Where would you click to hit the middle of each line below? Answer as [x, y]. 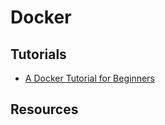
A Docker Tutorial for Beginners [89, 78]
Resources [44, 109]
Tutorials [38, 54]
